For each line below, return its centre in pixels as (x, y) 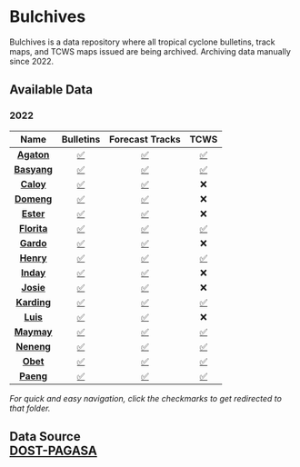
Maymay (33, 332)
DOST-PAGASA (53, 451)
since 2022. (32, 61)
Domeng (34, 199)
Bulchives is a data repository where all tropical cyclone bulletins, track (142, 42)
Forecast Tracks (145, 139)
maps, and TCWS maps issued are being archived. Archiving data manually (150, 51)
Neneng (34, 346)
